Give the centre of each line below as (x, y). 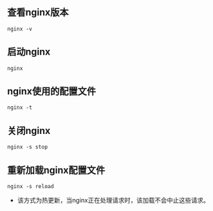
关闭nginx (29, 130)
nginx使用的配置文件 (52, 91)
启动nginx (29, 52)
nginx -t (20, 108)
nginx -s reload (31, 187)
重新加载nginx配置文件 (56, 170)
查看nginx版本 (38, 12)
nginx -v (20, 29)
